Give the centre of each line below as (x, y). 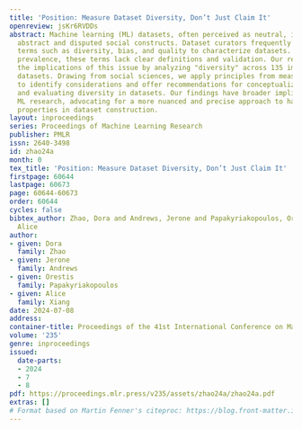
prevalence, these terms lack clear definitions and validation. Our (150, 59)
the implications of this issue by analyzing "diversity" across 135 (150, 68)
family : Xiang (44, 302)
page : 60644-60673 (44, 193)
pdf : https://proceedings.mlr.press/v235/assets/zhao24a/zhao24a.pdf (142, 394)
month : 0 (26, 160)
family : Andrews (48, 269)
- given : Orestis (42, 277)
